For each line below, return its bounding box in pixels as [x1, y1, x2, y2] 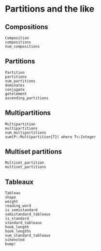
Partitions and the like [5, 3, 95, 15]
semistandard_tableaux [5, 212, 51, 217]
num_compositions [5, 44, 40, 49]
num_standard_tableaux [5, 233, 51, 238]
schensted [5, 237, 25, 242]
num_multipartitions [5, 130, 47, 135]
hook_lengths [5, 229, 31, 234]
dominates [5, 83, 25, 88]
